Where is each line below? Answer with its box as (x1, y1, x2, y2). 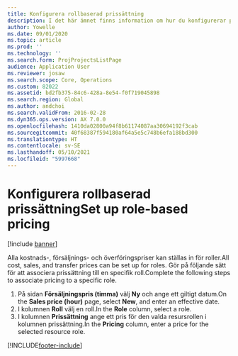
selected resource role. (17, 327, 86, 335)
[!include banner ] (7, 239, 58, 248)
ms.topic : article (7, 37, 62, 44)
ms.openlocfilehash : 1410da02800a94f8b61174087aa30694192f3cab (7, 122, 198, 130)
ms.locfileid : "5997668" (7, 155, 81, 163)
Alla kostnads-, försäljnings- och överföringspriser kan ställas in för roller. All (7, 253, 229, 262)
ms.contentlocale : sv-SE (7, 143, 81, 150)
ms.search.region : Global (7, 96, 84, 104)
